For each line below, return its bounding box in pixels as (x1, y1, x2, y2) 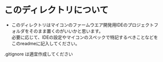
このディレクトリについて (4, 4, 109, 16)
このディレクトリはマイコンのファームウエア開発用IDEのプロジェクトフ (11, 22, 158, 28)
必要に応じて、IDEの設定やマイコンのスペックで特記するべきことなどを (11, 34, 158, 40)
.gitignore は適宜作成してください (4, 51, 73, 57)
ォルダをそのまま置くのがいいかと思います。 (11, 28, 103, 34)
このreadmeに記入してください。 (11, 40, 80, 46)
